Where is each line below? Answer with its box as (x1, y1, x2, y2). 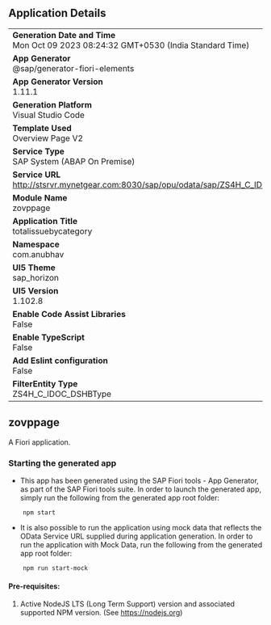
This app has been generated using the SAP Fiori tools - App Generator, (19, 475, 260, 485)
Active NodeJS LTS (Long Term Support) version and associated (19, 599, 236, 609)
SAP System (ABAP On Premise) (12, 155, 135, 167)
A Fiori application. (8, 437, 71, 447)
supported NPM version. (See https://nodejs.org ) (19, 608, 183, 618)
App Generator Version (12, 76, 103, 87)
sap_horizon (12, 272, 59, 283)
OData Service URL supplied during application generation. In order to (19, 531, 253, 541)
